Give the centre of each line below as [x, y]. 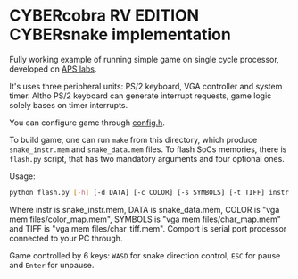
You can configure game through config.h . [87, 123]
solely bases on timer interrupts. [69, 105]
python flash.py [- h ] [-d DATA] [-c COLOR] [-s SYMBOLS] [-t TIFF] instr [149, 192]
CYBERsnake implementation [120, 34]
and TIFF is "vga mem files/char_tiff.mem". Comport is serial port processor [148, 228]
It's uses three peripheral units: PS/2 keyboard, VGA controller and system [146, 86]
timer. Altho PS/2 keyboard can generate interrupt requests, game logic [141, 96]
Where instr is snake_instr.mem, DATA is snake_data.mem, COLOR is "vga [145, 209]
